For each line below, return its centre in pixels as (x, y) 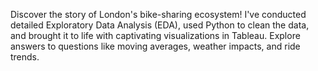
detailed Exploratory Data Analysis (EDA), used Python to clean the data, (160, 25)
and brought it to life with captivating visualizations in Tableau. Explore (155, 35)
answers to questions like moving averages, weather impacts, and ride (155, 46)
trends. (25, 57)
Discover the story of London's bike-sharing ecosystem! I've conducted (158, 14)
